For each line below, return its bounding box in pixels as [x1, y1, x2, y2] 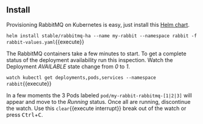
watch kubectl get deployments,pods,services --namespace [6, 74, 156, 81]
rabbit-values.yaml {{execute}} [6, 38, 84, 45]
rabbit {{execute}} [6, 80, 52, 87]
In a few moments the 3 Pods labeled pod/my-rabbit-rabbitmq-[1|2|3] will [6, 91, 193, 99]
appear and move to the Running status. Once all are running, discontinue [6, 98, 191, 105]
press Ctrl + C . [6, 111, 43, 118]
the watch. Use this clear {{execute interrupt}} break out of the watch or [6, 105, 187, 112]
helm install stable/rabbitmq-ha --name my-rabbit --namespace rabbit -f [6, 33, 198, 39]
